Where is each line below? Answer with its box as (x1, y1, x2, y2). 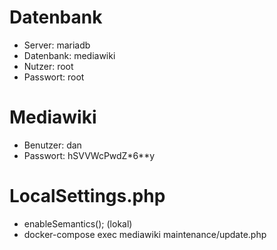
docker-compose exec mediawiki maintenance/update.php (23, 228, 267, 240)
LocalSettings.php (9, 185, 166, 208)
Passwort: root (23, 71, 85, 83)
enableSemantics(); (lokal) (23, 217, 133, 230)
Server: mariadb (23, 39, 91, 51)
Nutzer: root (23, 60, 74, 72)
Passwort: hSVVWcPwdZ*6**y (23, 149, 156, 161)
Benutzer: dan (23, 139, 82, 151)
